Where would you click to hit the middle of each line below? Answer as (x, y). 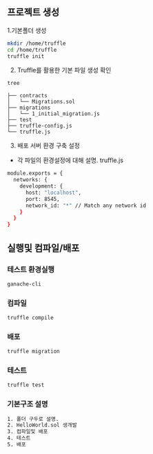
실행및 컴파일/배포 (43, 248)
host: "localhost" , (53, 193)
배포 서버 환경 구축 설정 (49, 146)
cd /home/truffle (32, 50)
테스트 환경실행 (31, 269)
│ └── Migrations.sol (41, 102)
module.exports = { (35, 174)
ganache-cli (24, 284)
